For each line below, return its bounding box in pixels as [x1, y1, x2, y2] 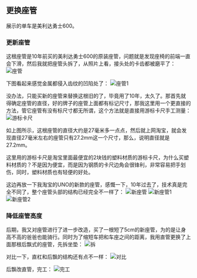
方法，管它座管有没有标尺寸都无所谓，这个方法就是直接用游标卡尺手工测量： [6, 107, 191, 114]
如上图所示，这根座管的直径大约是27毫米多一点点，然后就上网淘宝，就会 [6, 127, 182, 134]
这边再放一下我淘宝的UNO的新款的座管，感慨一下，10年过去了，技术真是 [6, 181, 183, 188]
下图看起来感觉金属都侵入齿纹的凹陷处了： [6, 80, 109, 87]
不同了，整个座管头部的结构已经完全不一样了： [11, 188, 124, 195]
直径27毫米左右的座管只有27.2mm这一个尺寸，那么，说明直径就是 [11, 134, 170, 141]
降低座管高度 [6, 212, 43, 220]
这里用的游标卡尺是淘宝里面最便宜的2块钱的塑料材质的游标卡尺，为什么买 [6, 154, 184, 161]
